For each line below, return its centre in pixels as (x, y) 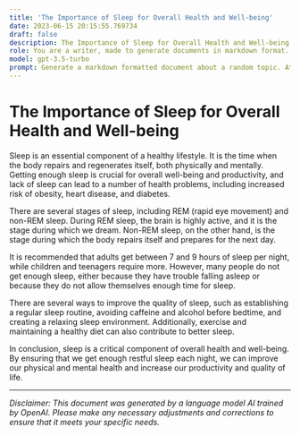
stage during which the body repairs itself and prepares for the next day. (143, 239)
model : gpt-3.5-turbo (50, 59)
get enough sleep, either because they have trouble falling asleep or (135, 276)
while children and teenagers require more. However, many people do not (145, 266)
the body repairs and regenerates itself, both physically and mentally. (137, 165)
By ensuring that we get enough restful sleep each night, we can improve (144, 358)
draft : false (33, 34)
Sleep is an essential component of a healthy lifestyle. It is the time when (143, 155)
